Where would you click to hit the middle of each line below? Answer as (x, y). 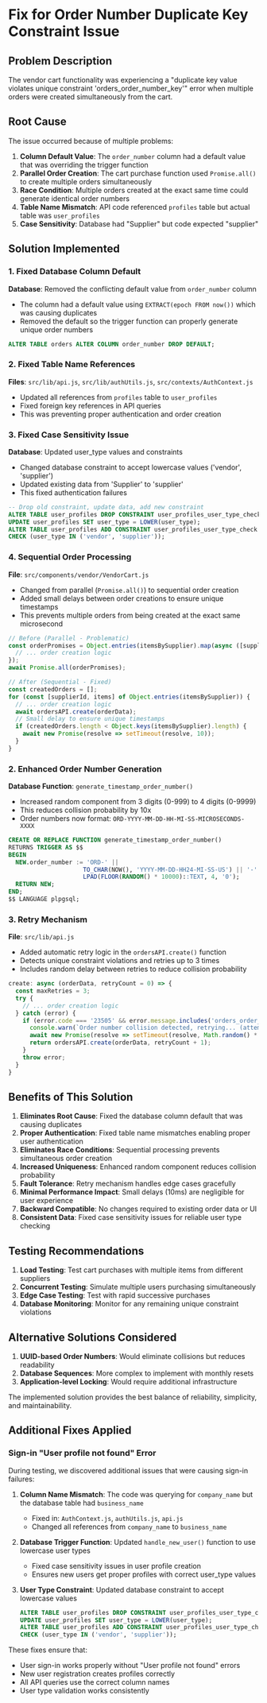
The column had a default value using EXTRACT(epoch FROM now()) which (137, 304)
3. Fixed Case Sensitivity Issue (69, 435)
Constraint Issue (64, 31)
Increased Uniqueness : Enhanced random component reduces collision (138, 1167)
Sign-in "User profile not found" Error (82, 1453)
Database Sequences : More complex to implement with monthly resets (137, 1373)
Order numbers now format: (65, 819)
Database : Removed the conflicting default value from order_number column (132, 288)
